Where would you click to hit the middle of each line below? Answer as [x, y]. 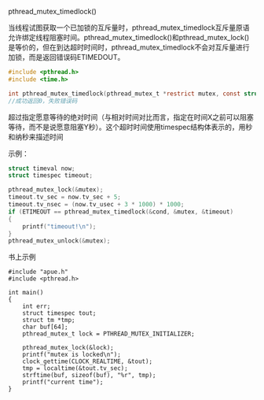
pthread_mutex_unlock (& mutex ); [59, 241]
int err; [37, 306]
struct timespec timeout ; [50, 176]
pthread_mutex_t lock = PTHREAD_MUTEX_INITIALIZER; [108, 334]
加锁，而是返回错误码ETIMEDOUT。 [66, 57]
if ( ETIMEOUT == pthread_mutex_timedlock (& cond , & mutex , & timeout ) [121, 212]
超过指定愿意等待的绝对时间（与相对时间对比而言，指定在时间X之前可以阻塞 [131, 117]
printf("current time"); [63, 382]
